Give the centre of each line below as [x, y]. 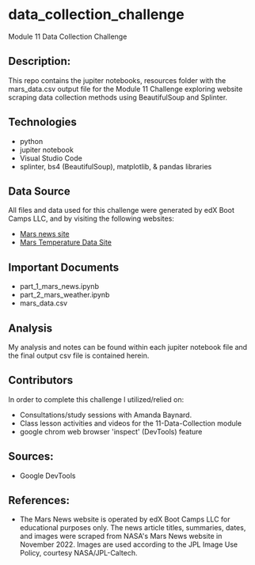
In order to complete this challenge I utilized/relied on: [96, 399]
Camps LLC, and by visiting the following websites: [91, 218]
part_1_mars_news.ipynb [59, 286]
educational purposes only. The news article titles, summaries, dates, [133, 528]
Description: [40, 61]
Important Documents [64, 267]
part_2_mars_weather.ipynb [65, 295]
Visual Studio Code [51, 158]
